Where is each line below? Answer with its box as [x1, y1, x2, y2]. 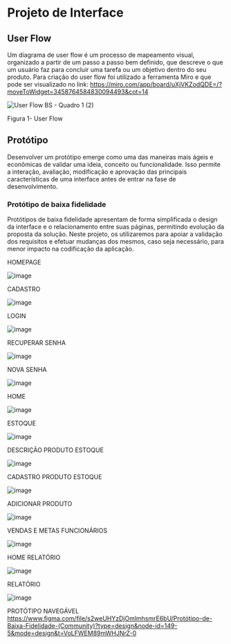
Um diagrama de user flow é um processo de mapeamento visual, [7, 51, 195, 59]
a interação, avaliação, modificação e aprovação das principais [7, 168, 187, 176]
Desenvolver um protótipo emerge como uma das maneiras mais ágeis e [7, 152, 214, 161]
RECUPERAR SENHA [7, 339, 66, 347]
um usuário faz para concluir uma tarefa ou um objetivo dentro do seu [7, 66, 207, 73]
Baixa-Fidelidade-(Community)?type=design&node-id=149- [7, 622, 178, 630]
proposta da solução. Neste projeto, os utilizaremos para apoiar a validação [7, 230, 223, 238]
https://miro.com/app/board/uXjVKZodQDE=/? [89, 80, 223, 88]
